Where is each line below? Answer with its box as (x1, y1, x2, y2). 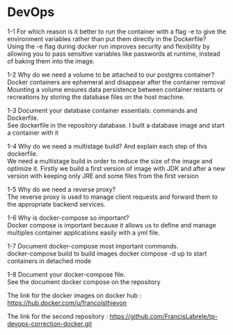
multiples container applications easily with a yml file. (7, 228, 160, 237)
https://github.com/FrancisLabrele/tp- (109, 312, 218, 320)
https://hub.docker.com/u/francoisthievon (7, 298, 127, 307)
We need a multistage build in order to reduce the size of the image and (7, 156, 213, 165)
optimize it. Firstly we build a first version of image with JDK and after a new (7, 164, 225, 172)
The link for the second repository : (7, 312, 109, 320)
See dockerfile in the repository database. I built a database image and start (7, 121, 225, 129)
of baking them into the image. (7, 57, 95, 65)
